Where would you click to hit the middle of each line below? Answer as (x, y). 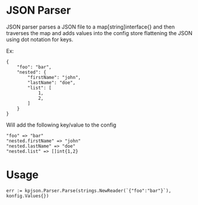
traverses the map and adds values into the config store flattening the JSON (99, 33)
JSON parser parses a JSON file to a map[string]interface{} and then (91, 27)
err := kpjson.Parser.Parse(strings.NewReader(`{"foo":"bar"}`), (89, 191)
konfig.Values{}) (28, 196)
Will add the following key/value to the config (61, 125)
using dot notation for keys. (40, 39)
